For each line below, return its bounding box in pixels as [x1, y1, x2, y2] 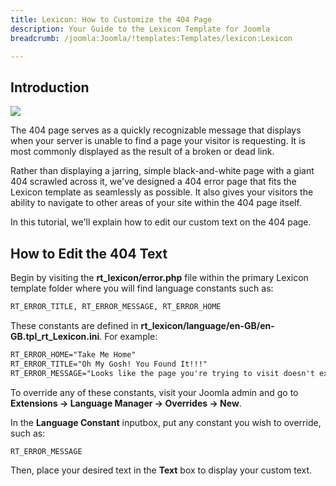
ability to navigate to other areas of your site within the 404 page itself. [10, 197, 302, 209]
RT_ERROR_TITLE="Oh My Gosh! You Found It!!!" [10, 359, 208, 369]
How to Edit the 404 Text [10, 245, 168, 262]
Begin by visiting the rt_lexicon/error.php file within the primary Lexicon [10, 272, 309, 283]
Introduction [10, 79, 90, 96]
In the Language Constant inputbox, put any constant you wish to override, [10, 416, 322, 428]
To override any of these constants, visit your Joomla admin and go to [10, 386, 299, 398]
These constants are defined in [10, 319, 139, 331]
